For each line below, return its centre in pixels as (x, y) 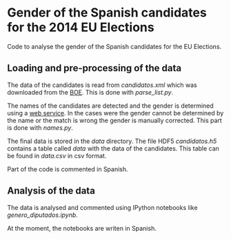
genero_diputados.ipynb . (42, 215)
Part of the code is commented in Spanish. (68, 169)
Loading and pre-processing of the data (94, 68)
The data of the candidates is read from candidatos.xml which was (102, 85)
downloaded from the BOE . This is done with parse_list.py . (90, 92)
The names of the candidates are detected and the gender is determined (110, 106)
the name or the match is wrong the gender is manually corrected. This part (114, 120)
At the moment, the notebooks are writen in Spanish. (82, 228)
